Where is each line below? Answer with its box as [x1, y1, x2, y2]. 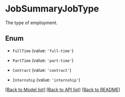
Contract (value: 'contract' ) [12, 67, 72, 73]
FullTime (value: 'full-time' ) [12, 47, 74, 53]
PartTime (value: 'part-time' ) [12, 57, 74, 63]
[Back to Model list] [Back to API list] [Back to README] [5, 86, 120, 92]
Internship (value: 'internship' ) [12, 76, 80, 83]
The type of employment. [5, 20, 58, 26]
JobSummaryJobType [5, 3, 99, 15]
